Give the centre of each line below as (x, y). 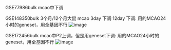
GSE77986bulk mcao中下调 (34, 7)
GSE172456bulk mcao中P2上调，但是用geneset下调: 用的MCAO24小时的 (82, 35)
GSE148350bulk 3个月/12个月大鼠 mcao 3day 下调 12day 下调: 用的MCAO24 (86, 18)
